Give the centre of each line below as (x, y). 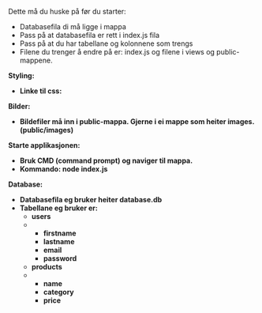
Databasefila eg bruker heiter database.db (91, 200)
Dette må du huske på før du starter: (67, 11)
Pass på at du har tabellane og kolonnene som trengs (106, 43)
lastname (59, 241)
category (59, 292)
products (47, 267)
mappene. (36, 60)
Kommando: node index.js (64, 169)
